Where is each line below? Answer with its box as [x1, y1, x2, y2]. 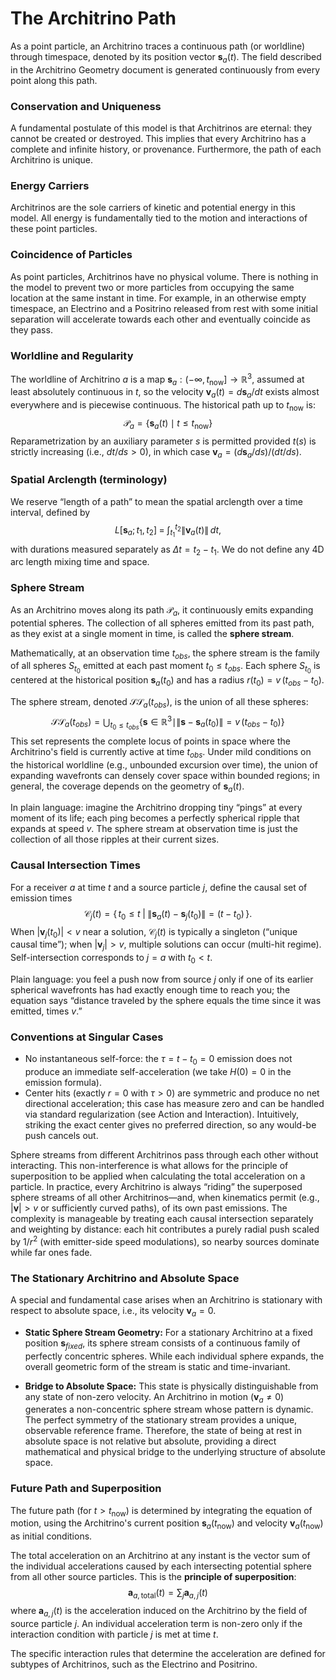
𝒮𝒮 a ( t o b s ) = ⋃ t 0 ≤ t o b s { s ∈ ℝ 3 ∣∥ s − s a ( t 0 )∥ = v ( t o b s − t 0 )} [51, 714, 285, 731]
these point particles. [10, 223, 98, 235]
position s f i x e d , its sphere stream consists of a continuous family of [24, 1337, 301, 1351]
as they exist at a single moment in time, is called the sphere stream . [10, 627, 295, 639]
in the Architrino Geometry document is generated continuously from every [10, 63, 321, 76]
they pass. [10, 323, 53, 336]
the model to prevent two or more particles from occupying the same [10, 281, 295, 293]
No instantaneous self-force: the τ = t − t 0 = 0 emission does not [24, 1053, 293, 1067]
